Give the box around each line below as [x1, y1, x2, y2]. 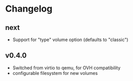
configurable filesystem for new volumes [12, 70, 98, 76]
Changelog [5, 3, 53, 15]
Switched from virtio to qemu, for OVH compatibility [12, 64, 121, 71]
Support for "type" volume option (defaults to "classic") [12, 36, 128, 43]
